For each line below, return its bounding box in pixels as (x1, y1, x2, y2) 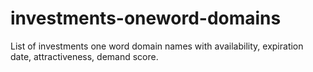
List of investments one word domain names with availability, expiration (10, 40, 304, 52)
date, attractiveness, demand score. (10, 50, 159, 62)
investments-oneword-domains (10, 7, 282, 30)
